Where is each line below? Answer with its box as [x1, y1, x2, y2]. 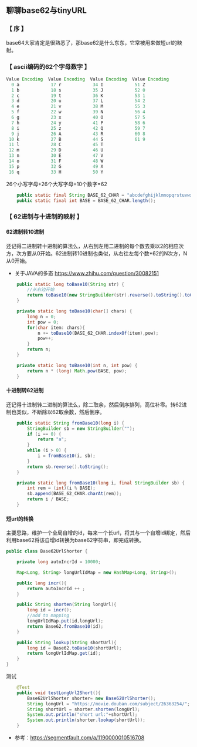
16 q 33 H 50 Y [8, 169, 104, 175]
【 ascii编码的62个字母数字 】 [6, 62, 91, 70]
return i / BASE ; [27, 496, 69, 502]
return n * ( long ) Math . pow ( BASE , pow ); [27, 368, 127, 374]
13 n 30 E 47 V [8, 153, 104, 159]
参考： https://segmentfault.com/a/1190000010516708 [14, 734, 145, 741]
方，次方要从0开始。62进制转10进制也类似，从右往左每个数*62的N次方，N [6, 250, 188, 257]
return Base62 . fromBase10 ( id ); [27, 623, 104, 630]
